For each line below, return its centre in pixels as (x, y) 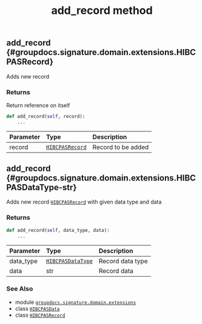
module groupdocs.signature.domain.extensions (76, 302)
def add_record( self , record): (46, 116)
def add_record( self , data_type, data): (58, 230)
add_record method (102, 11)
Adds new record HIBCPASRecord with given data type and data (84, 202)
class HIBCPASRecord (40, 315)
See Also (20, 289)
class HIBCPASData (37, 308)
